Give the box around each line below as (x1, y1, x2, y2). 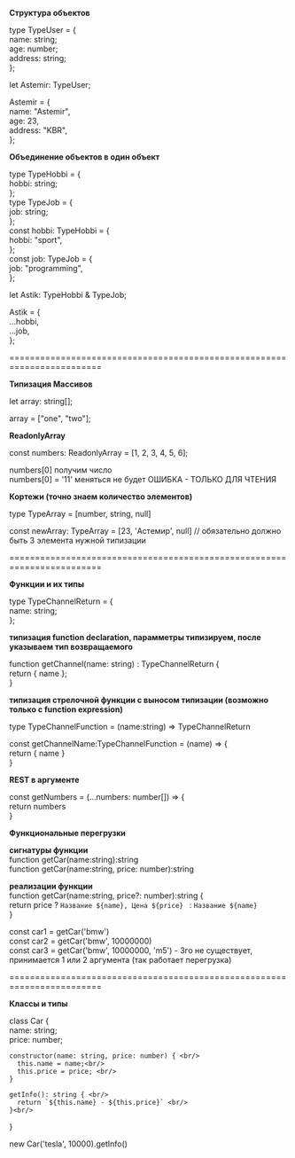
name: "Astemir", (9, 106, 71, 116)
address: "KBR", (9, 125, 68, 136)
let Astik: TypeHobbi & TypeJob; (9, 290, 127, 300)
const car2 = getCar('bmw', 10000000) (9, 935, 152, 946)
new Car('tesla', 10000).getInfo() (9, 1138, 128, 1149)
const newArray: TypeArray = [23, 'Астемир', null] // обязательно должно (9, 526, 282, 536)
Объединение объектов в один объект (9, 152, 160, 162)
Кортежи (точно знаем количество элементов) (9, 491, 193, 502)
